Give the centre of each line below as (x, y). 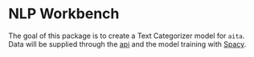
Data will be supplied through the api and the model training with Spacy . (127, 44)
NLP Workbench (64, 14)
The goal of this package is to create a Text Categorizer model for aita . (127, 36)
